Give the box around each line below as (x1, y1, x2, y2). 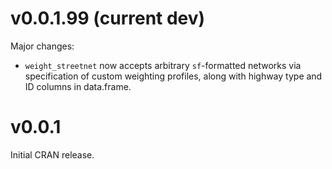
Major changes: (10, 40, 75, 52)
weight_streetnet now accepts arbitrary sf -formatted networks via (24, 59, 302, 71)
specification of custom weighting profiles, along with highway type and (24, 70, 323, 82)
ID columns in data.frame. (24, 80, 132, 92)
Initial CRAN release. (10, 148, 95, 161)
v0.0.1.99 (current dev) (10, 7, 206, 30)
